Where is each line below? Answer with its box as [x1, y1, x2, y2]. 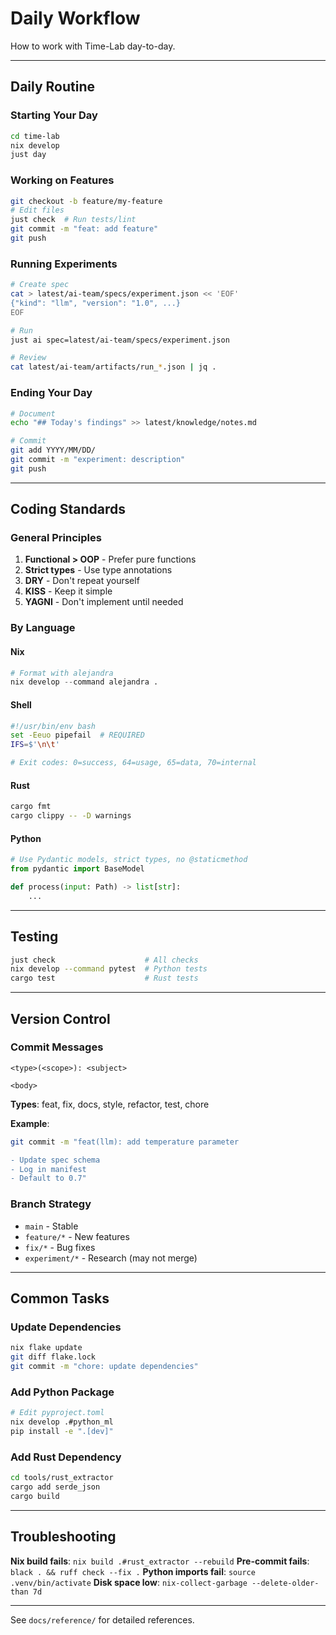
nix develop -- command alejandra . [10, 677, 159, 687]
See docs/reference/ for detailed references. [10, 1613, 195, 1626]
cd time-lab [10, 131, 60, 141]
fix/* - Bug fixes [24, 1241, 96, 1253]
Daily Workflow [10, 7, 141, 30]
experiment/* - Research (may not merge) [24, 1252, 198, 1264]
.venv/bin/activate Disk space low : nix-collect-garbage [10, 1576, 248, 1588]
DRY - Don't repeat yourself [24, 575, 140, 587]
